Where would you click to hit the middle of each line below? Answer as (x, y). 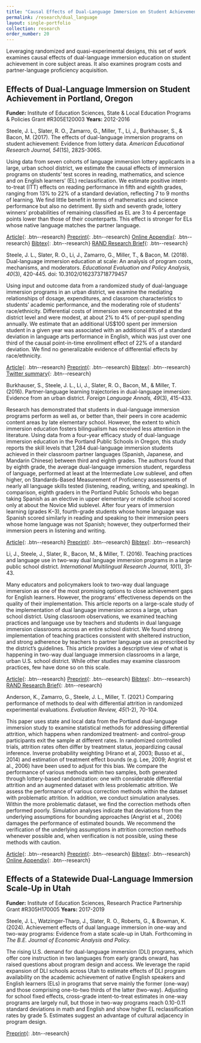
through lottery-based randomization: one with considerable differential (94, 778)
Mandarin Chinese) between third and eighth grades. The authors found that (100, 460)
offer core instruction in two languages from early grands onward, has (93, 958)
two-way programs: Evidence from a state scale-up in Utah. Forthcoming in (99, 933)
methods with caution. (34, 842)
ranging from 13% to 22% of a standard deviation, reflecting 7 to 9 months (98, 193)
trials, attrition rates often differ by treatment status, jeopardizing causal (95, 746)
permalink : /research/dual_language (52, 17)
